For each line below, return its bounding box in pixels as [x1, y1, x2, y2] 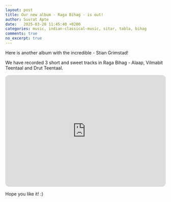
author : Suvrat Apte [5, 17, 49, 22]
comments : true [5, 31, 38, 36]
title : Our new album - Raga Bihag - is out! [5, 12, 103, 17]
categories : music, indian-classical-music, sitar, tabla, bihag [5, 26, 147, 31]
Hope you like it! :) [5, 191, 43, 197]
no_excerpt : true [5, 36, 42, 41]
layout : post [5, 7, 33, 13]
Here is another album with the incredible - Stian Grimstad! [5, 49, 129, 56]
